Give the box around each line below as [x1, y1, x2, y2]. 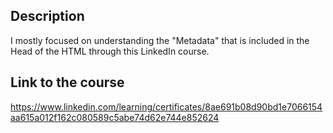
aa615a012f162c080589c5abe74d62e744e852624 [10, 111, 220, 123]
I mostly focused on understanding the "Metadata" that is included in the [10, 34, 310, 46]
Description [10, 8, 85, 25]
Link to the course [10, 74, 125, 91]
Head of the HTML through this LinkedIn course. [10, 45, 210, 57]
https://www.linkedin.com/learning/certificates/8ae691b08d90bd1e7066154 [10, 100, 323, 113]
